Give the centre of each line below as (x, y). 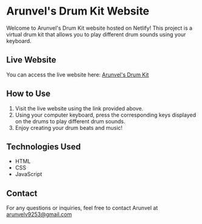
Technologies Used (43, 147)
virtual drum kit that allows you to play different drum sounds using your (96, 34)
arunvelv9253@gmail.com (39, 214)
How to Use (29, 94)
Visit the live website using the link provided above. (79, 108)
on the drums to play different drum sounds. (70, 121)
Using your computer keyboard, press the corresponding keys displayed (105, 115)
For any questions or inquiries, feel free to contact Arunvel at (82, 208)
